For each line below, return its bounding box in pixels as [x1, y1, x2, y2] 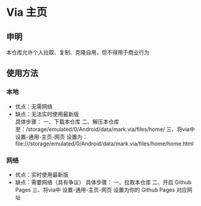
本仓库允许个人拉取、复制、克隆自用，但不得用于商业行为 [6, 49, 150, 56]
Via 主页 [6, 5, 47, 19]
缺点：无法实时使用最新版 [15, 110, 79, 118]
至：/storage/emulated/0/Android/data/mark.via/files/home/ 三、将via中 [15, 125, 195, 133]
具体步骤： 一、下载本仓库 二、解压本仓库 [15, 118, 119, 125]
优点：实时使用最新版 [15, 171, 68, 178]
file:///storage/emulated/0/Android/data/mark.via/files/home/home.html [15, 140, 194, 147]
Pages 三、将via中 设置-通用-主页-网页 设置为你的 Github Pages [15, 186, 176, 193]
